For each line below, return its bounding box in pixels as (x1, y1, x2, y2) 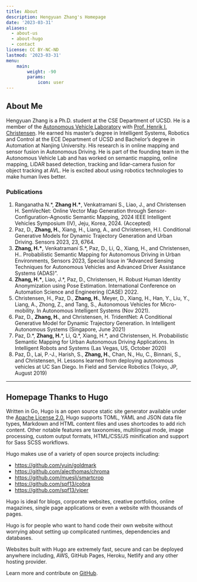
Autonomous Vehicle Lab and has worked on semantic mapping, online (6, 154, 178, 162)
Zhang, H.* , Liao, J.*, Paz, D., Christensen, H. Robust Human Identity (14, 276, 181, 283)
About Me (6, 101, 43, 112)
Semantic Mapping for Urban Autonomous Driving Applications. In (14, 338, 175, 345)
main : (16, 63, 30, 69)
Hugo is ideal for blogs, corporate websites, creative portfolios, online (6, 497, 175, 505)
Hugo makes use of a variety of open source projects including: (6, 450, 160, 457)
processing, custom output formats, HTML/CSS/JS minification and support (6, 432, 189, 439)
